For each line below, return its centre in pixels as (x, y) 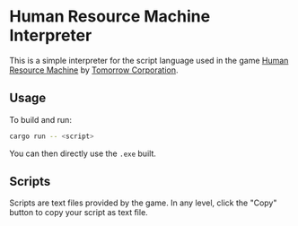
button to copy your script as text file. (79, 213)
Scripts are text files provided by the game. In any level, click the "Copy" (143, 203)
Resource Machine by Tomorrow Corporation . (94, 70)
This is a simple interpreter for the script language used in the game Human (149, 60)
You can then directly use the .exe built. (83, 153)
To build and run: (40, 119)
